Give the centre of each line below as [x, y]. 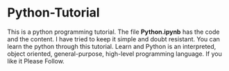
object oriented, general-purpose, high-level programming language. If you [114, 54]
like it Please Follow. [36, 61]
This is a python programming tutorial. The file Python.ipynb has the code [113, 32]
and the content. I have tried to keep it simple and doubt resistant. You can [114, 39]
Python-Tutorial [53, 13]
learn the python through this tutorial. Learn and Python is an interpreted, [112, 46]
